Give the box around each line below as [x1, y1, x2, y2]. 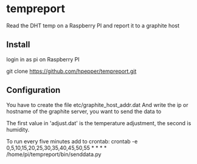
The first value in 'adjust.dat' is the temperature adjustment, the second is [6, 119, 192, 126]
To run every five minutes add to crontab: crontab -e [6, 137, 138, 145]
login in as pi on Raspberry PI [6, 55, 80, 63]
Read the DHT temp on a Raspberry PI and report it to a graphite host [6, 22, 180, 29]
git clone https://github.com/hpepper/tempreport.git [6, 67, 137, 75]
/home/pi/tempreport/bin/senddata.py [6, 151, 102, 158]
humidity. [6, 126, 30, 133]
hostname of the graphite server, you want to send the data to [6, 108, 162, 115]
